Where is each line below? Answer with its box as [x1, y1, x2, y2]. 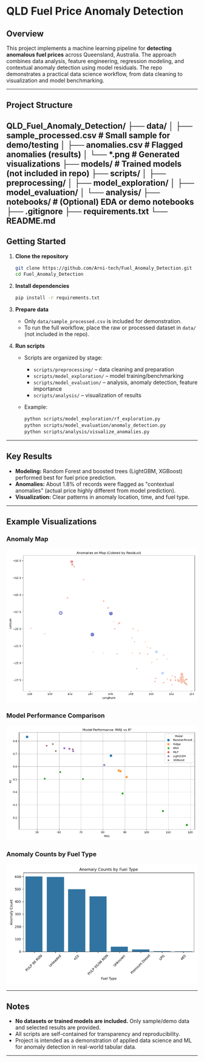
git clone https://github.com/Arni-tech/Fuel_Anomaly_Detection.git [15, 265, 192, 271]
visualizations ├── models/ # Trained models [6, 159, 182, 169]
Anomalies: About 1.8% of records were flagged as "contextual [15, 480, 174, 487]
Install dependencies [15, 283, 70, 290]
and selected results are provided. [15, 1024, 101, 1031]
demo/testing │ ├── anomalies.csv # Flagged [6, 140, 183, 150]
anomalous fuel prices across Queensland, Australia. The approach [6, 51, 177, 58]
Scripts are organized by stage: [24, 354, 103, 361]
